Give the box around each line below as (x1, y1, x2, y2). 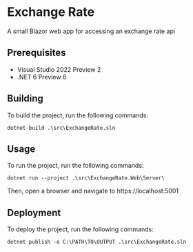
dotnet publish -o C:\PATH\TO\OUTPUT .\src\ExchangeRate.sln (7, 239, 187, 246)
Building (7, 93, 43, 104)
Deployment (7, 206, 61, 218)
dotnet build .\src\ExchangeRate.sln (7, 124, 116, 131)
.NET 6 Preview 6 (17, 72, 67, 81)
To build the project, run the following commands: (7, 111, 148, 119)
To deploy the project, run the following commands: (7, 225, 154, 233)
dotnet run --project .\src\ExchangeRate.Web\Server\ (7, 175, 165, 182)
